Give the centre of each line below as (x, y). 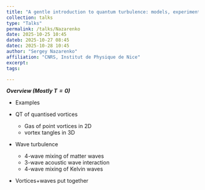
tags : (13, 68)
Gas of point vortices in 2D (58, 126)
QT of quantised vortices (46, 114)
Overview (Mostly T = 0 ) (38, 91)
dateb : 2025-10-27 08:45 (38, 40)
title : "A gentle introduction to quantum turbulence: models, (88, 12)
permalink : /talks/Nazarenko (43, 29)
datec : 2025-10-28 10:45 (38, 46)
